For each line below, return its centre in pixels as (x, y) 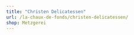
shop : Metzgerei (26, 23)
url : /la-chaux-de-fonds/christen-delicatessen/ (67, 17)
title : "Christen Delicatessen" (46, 12)
